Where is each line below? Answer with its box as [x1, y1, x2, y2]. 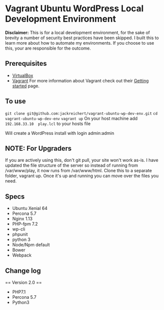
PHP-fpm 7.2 [12, 221, 38, 227]
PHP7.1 [12, 289, 26, 295]
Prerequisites [5, 59, 47, 68]
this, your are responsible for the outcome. [5, 45, 92, 51]
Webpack [12, 252, 32, 258]
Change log [5, 266, 41, 275]
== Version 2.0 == [5, 280, 42, 285]
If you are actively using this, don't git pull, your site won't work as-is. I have [5, 157, 159, 163]
